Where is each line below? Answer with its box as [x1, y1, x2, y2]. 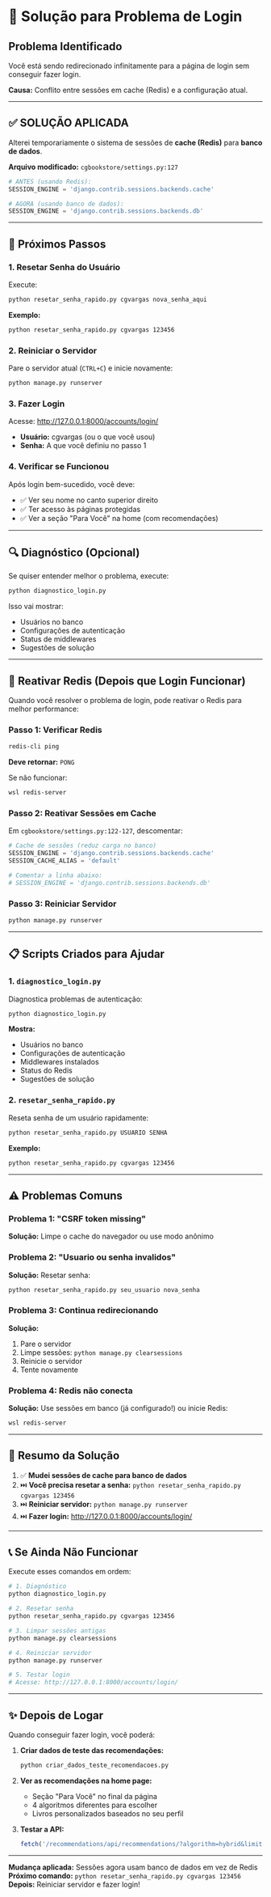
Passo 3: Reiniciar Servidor [8, 898, 117, 909]
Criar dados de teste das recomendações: [19, 1746, 164, 1755]
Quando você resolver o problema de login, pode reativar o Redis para [8, 696, 242, 705]
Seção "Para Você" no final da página [31, 1791, 157, 1801]
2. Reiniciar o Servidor [8, 345, 98, 356]
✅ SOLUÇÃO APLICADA [8, 116, 129, 130]
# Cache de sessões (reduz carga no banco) [8, 841, 157, 850]
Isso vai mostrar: [8, 602, 64, 612]
